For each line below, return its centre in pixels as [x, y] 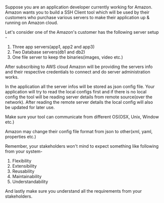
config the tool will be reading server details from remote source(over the [79, 97]
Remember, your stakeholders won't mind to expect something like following [82, 146]
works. [12, 77]
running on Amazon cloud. [32, 23]
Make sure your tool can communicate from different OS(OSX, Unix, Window [82, 117]
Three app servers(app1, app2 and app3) [53, 47]
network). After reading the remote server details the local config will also [79, 102]
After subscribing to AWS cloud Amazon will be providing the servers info [79, 67]
